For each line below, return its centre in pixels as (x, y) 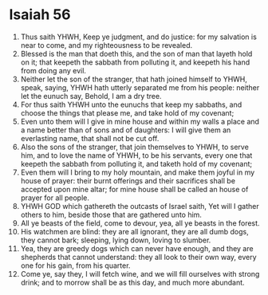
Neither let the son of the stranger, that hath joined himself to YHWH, (134, 79)
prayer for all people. (55, 198)
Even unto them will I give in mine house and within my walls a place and (140, 121)
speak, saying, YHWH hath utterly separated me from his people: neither (140, 87)
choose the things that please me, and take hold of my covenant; (127, 112)
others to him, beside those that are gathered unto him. (111, 214)
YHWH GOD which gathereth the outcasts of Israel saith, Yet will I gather (140, 206)
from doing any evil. (53, 70)
